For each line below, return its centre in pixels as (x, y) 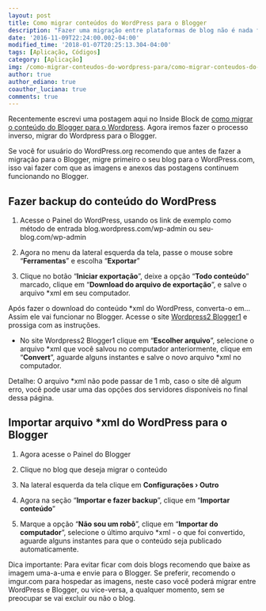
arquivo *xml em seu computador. (75, 293)
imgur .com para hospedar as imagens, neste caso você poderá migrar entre (132, 581)
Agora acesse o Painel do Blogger (75, 454)
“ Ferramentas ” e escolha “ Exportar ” (80, 261)
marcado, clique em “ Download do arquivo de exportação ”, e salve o (133, 285)
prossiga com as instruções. (54, 325)
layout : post (30, 15)
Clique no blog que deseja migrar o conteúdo (93, 469)
